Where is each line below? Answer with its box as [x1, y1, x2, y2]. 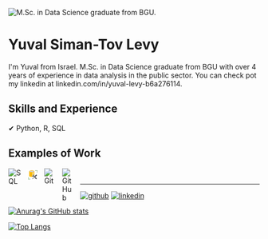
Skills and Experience [8, 102, 118, 116]
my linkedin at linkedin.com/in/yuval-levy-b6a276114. [8, 78, 183, 88]
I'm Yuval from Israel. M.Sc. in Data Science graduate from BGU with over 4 [8, 62, 257, 71]
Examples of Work [8, 146, 101, 160]
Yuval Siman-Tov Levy [8, 36, 160, 54]
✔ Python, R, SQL [8, 123, 66, 133]
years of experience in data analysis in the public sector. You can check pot [8, 70, 257, 80]
